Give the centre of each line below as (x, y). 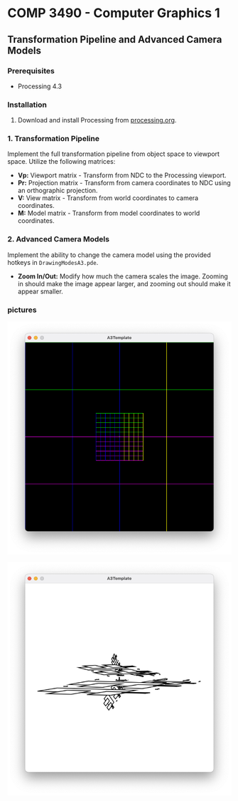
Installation (27, 105)
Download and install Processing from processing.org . (97, 120)
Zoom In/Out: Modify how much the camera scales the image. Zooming (123, 276)
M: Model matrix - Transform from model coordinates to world (109, 213)
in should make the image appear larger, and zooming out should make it (124, 283)
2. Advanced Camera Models (59, 239)
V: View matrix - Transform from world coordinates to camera (108, 198)
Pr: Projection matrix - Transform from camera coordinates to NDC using (124, 183)
